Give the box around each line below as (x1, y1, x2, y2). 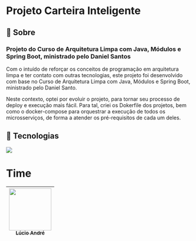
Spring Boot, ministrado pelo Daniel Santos (6, 52, 131, 60)
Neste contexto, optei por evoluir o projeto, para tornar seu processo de (6, 95, 180, 102)
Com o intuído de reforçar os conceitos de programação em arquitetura (6, 66, 179, 73)
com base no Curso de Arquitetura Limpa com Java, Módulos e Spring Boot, (6, 78, 191, 85)
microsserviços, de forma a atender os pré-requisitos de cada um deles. (6, 114, 181, 121)
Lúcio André (15, 230, 45, 236)
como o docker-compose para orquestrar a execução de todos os (6, 108, 165, 115)
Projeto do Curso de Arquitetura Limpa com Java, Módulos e (6, 45, 181, 53)
